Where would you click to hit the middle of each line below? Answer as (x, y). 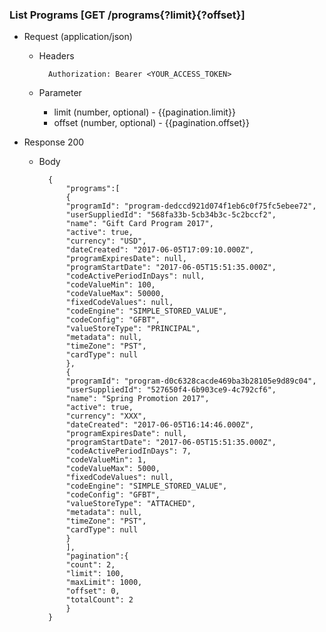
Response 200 (54, 142)
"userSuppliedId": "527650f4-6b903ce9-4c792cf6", (171, 390)
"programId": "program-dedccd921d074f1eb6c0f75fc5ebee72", (191, 206)
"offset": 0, (93, 591)
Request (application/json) (78, 37)
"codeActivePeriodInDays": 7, (128, 451)
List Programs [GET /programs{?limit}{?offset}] (127, 15)
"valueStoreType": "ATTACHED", (131, 504)
